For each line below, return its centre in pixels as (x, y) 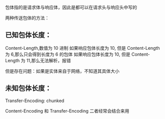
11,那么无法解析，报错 (49, 60)
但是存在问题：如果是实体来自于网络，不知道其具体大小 (62, 71)
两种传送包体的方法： (27, 18)
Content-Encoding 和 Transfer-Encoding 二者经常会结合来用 (67, 111)
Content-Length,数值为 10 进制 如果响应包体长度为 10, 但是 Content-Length (83, 48)
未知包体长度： (28, 88)
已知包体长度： (28, 35)
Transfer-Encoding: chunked (35, 101)
